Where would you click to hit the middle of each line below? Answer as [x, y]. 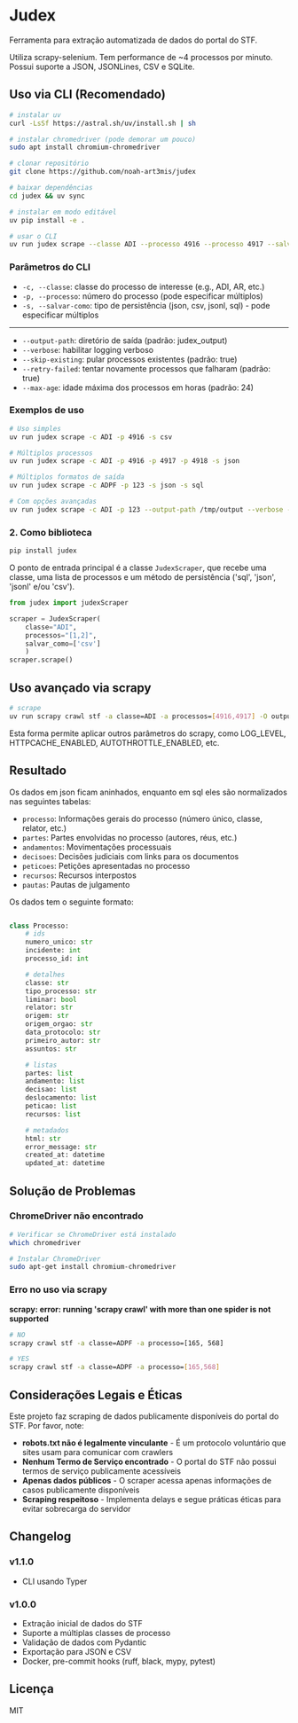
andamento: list [55, 1081]
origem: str [47, 1016]
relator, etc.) [44, 828]
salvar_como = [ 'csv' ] [63, 644]
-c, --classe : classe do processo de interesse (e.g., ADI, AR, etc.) [143, 286]
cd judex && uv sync [47, 196]
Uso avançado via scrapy [80, 688]
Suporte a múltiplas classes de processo [96, 1633]
